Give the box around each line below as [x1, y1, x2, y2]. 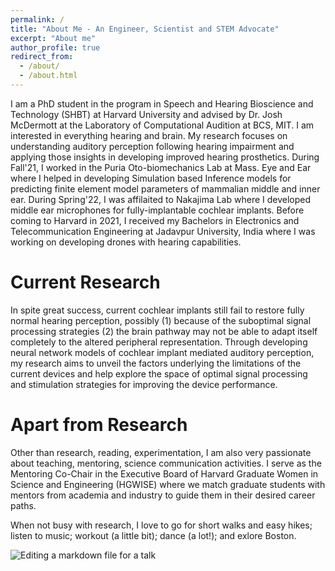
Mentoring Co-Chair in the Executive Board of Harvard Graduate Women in [10, 467, 319, 480]
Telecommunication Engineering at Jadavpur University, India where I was [10, 225, 316, 237]
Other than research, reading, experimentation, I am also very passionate [10, 446, 312, 458]
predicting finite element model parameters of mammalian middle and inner [10, 182, 321, 195]
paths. [10, 499, 37, 511]
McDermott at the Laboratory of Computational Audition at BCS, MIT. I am [10, 119, 315, 131]
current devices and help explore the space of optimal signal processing [10, 367, 308, 380]
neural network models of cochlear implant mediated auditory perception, [10, 346, 315, 358]
